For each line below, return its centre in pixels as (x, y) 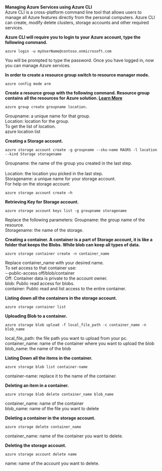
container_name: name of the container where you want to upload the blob (80, 343)
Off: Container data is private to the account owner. (56, 278)
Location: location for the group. (37, 121)
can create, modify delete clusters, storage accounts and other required (77, 22)
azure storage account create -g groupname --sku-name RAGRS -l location (81, 150)
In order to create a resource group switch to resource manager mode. (77, 75)
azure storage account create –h (39, 193)
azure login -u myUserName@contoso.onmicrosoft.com (58, 51)
